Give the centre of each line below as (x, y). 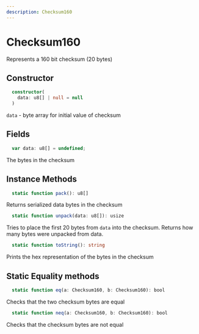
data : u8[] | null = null (50, 98)
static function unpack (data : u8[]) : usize (68, 216)
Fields (18, 134)
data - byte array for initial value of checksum (63, 115)
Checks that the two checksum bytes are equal (66, 302)
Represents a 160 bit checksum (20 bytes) (60, 59)
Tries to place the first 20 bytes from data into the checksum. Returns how (100, 228)
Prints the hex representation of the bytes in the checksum (80, 257)
